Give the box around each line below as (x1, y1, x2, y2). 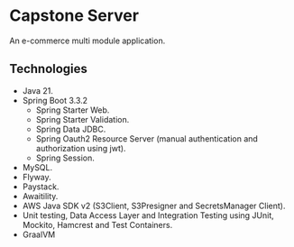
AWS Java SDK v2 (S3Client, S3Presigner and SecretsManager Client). (22, 200, 286, 211)
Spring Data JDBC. (35, 123, 106, 134)
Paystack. (22, 181, 60, 192)
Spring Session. (35, 152, 95, 163)
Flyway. (22, 171, 51, 182)
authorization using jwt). (35, 142, 126, 153)
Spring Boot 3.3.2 (22, 95, 88, 105)
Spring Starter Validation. (35, 114, 130, 124)
